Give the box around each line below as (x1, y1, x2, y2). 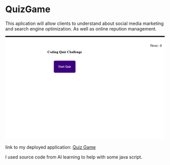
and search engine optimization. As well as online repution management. (5, 25, 157, 31)
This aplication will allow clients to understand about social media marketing (5, 20, 164, 26)
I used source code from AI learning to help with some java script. (5, 154, 143, 160)
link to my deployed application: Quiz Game (5, 144, 96, 150)
